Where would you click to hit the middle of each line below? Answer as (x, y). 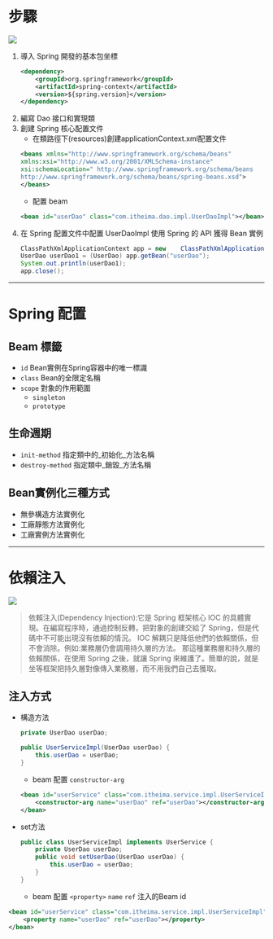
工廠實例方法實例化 (52, 534)
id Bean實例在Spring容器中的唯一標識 (84, 368)
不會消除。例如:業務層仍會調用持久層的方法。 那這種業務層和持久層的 (144, 647)
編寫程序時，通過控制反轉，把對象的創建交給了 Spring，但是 (151, 627)
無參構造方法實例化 (52, 514)
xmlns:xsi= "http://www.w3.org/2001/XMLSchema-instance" (117, 162)
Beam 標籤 (35, 347)
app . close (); (42, 271)
